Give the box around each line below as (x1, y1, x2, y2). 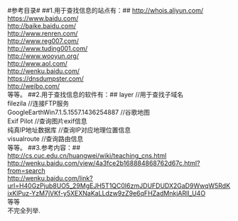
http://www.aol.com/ (7, 59, 67, 67)
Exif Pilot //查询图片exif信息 (7, 117, 87, 125)
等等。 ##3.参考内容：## (7, 144, 80, 152)
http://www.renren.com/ (7, 29, 78, 38)
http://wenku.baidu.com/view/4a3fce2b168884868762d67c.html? (7, 159, 200, 167)
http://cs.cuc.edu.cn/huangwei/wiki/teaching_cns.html (7, 152, 167, 159)
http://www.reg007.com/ (7, 37, 80, 45)
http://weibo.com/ (7, 82, 60, 90)
